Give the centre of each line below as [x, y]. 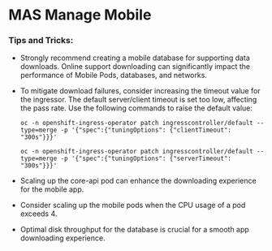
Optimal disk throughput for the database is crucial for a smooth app [134, 230]
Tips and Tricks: [41, 41]
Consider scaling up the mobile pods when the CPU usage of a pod [133, 206]
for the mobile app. [52, 189]
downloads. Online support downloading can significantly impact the [135, 67]
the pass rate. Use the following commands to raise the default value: [136, 108]
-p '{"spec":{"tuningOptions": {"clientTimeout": [146, 130]
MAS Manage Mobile [80, 15]
